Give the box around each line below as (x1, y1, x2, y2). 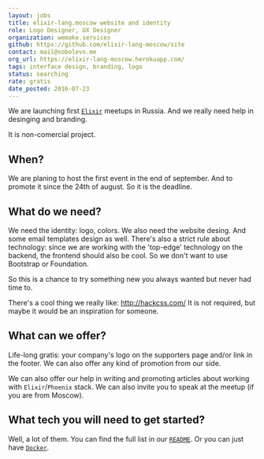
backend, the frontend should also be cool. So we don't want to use (8, 251, 229, 260)
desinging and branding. (8, 115, 88, 124)
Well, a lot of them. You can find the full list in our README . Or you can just (8, 434, 244, 443)
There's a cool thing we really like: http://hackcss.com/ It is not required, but (8, 298, 256, 307)
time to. (8, 283, 33, 292)
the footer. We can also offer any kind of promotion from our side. (8, 358, 221, 368)
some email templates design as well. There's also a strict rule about (8, 234, 231, 243)
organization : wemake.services (8, 33, 111, 42)
